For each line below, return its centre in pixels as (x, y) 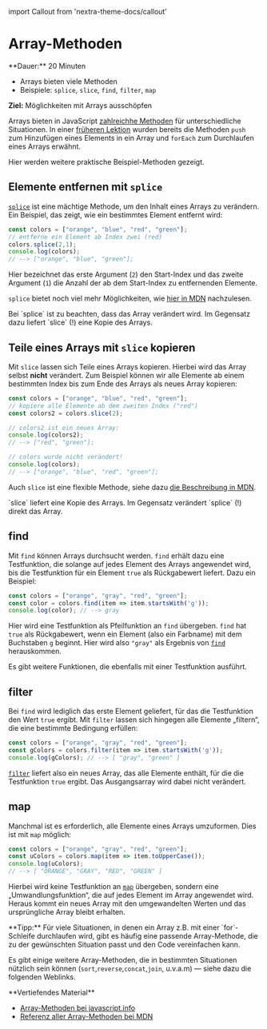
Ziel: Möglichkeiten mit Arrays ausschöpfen (80, 105)
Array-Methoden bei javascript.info (78, 1008)
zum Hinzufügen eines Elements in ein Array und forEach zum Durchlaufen (131, 138)
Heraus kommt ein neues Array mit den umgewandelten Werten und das (127, 903)
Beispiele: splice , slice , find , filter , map (88, 90)
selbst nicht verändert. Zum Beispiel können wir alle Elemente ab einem (127, 375)
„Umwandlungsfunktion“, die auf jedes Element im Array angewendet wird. (131, 895)
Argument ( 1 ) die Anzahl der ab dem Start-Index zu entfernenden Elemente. (133, 283)
